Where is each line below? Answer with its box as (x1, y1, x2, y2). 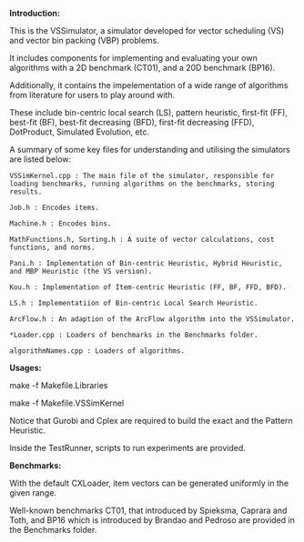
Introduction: (9, 8, 61, 18)
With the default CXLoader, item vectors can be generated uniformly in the (9, 477, 289, 488)
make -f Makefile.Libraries (9, 380, 108, 390)
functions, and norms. (9, 243, 96, 252)
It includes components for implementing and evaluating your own (9, 53, 258, 63)
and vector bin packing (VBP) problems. (9, 35, 159, 45)
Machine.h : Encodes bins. (9, 219, 112, 228)
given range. (9, 487, 57, 498)
